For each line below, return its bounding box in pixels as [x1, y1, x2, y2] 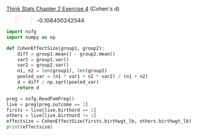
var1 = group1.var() [17, 56, 69, 63]
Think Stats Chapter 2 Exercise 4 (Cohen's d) [6, 5, 120, 12]
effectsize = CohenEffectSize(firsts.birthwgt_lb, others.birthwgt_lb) [6, 118, 192, 124]
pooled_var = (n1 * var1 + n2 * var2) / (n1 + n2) [17, 73, 148, 80]
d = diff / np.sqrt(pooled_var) [17, 79, 99, 85]
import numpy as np [6, 34, 56, 40]
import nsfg [6, 29, 36, 35]
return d [17, 84, 40, 90]
